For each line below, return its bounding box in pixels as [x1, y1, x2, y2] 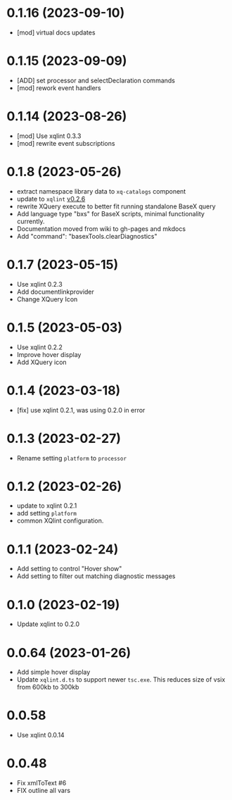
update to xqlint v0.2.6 [16, 194, 86, 203]
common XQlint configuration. [16, 516, 104, 525]
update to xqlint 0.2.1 [16, 501, 77, 510]
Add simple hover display [16, 668, 91, 677]
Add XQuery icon [16, 358, 67, 366]
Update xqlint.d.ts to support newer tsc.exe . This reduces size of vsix [16, 675, 226, 684]
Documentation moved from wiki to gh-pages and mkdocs [16, 224, 186, 233]
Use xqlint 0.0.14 [16, 731, 65, 739]
